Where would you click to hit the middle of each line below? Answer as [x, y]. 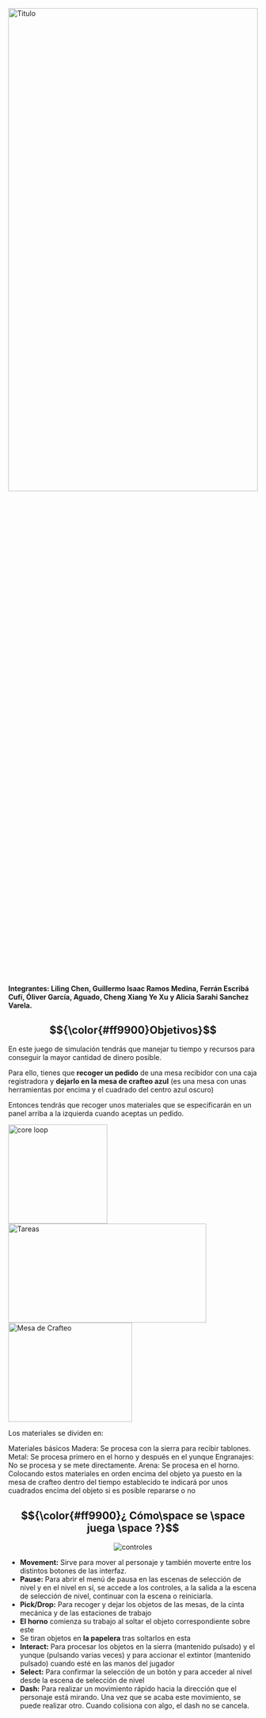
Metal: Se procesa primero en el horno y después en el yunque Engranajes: [131, 1457]
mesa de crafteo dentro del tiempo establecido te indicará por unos [118, 1483]
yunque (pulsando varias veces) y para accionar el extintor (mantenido [135, 1655]
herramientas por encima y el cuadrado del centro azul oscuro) [111, 1090]
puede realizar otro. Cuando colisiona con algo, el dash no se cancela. [134, 1706]
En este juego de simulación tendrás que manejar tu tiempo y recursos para [132, 1049]
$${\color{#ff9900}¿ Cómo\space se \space [133, 1515]
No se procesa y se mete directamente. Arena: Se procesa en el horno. [124, 1465]
